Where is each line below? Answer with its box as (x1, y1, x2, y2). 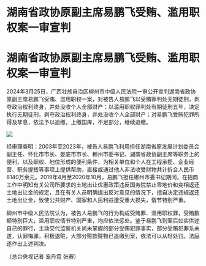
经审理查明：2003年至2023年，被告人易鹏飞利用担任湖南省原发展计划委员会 (6, 143, 200, 150)
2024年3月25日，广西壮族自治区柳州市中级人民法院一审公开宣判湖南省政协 (6, 88, 196, 95)
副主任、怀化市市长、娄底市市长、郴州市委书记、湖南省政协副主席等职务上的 (6, 150, 200, 158)
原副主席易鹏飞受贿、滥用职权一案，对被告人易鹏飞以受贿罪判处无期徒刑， (6, 95, 194, 103)
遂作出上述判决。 (6, 240, 50, 248)
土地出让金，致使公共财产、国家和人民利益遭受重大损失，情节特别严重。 (6, 196, 189, 204)
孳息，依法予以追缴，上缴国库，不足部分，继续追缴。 (17, 119, 151, 126)
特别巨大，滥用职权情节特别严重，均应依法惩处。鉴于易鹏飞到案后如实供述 (11, 217, 200, 224)
